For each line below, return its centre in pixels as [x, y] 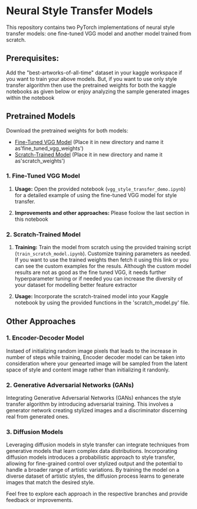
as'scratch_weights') [40, 161]
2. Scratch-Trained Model [43, 234]
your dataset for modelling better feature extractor [76, 285]
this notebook [31, 219]
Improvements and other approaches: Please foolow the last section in [102, 213]
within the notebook [30, 97]
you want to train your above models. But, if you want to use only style [92, 79]
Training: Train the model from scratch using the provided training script [103, 247]
